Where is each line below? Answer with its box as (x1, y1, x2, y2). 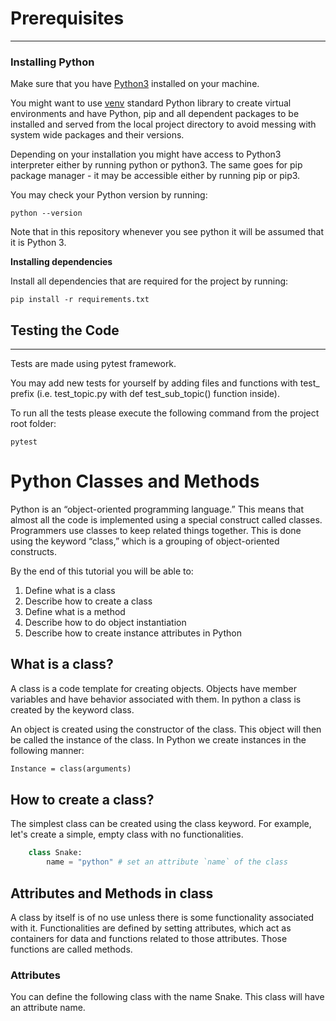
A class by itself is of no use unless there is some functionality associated (10, 912, 315, 924)
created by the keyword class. (10, 703, 135, 716)
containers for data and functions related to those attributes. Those (10, 933, 288, 945)
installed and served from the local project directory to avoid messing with (10, 118, 317, 131)
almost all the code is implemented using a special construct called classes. (10, 513, 323, 526)
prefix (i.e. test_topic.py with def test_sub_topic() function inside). (10, 388, 280, 400)
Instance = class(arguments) (10, 763, 132, 774)
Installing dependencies (10, 256, 113, 268)
